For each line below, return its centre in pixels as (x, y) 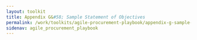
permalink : (19, 22)
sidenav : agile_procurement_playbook (52, 28)
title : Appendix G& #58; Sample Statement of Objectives (76, 17)
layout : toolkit (26, 11)
